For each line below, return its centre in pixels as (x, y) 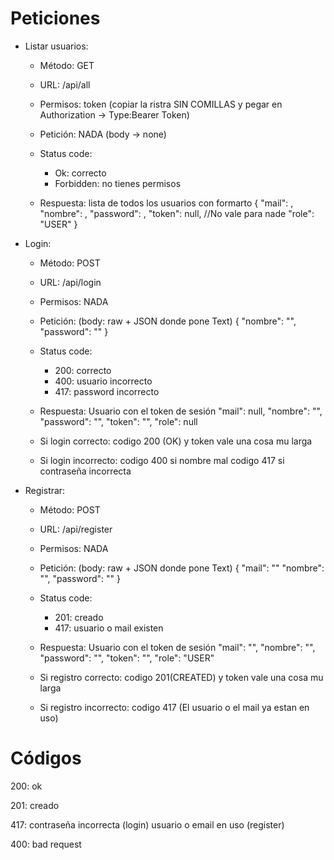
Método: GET (67, 65)
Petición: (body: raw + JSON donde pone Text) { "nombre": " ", (168, 321)
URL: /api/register (76, 529)
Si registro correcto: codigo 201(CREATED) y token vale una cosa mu (181, 677)
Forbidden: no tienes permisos (118, 183)
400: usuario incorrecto (103, 381)
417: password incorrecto (107, 391)
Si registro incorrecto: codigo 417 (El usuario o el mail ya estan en (174, 707)
